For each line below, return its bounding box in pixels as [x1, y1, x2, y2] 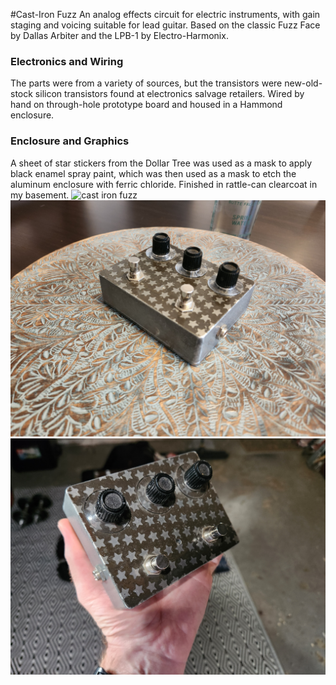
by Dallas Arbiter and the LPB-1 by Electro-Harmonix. [10, 30, 229, 41]
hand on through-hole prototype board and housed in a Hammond [10, 99, 283, 111]
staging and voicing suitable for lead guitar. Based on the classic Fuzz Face [10, 19, 321, 31]
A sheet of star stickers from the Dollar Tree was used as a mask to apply [10, 157, 313, 169]
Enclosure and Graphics [10, 134, 130, 148]
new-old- [284, 77, 323, 89]
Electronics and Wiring [10, 54, 124, 68]
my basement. [10, 189, 70, 201]
